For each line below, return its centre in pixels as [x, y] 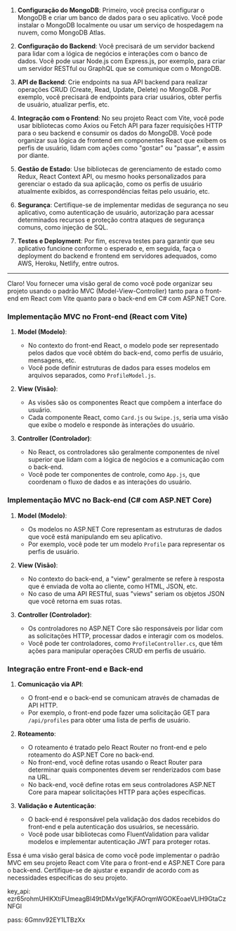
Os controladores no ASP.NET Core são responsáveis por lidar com [125, 628]
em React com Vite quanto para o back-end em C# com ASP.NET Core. [123, 298]
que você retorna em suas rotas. [75, 601]
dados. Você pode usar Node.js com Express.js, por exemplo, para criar [122, 61]
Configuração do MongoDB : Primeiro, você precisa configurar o [111, 10]
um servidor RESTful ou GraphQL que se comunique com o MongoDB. [119, 68]
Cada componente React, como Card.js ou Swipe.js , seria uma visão [128, 418]
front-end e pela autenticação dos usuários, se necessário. [113, 826]
